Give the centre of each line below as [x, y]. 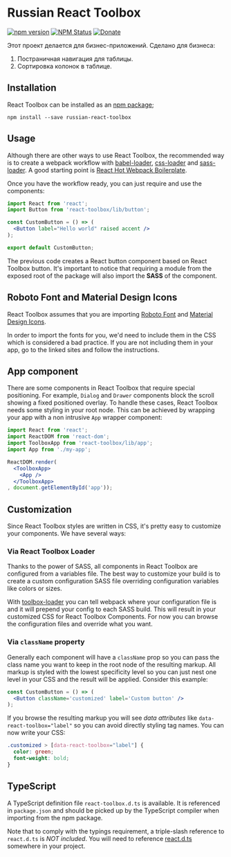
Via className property [46, 642]
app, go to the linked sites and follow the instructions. [83, 350]
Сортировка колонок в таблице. [64, 66]
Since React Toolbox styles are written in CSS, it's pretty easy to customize [114, 526]
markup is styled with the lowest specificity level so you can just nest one [112, 672]
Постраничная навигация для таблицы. [75, 59]
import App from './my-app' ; [49, 450]
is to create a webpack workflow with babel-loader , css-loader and [103, 162]
